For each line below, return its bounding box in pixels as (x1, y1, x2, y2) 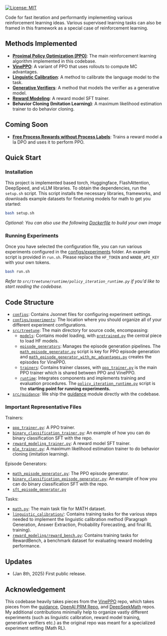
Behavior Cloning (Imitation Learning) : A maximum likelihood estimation (12, 100, 162, 106)
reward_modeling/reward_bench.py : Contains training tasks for (12, 532, 139, 538)
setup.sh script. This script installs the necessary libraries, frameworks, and (5, 190, 161, 196)
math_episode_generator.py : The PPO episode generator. (12, 470, 129, 476)
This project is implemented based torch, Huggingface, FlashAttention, (5, 180, 151, 186)
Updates (5, 557, 32, 566)
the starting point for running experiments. (19, 385, 111, 392)
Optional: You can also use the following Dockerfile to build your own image (5, 220, 162, 226)
